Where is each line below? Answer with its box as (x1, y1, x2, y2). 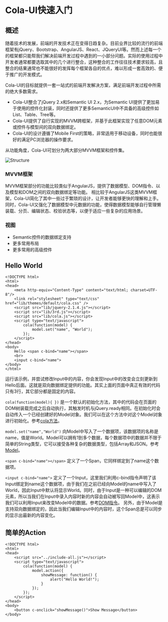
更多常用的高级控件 (12, 246, 52, 253)
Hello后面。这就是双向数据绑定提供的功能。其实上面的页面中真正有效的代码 (5, 382, 160, 388)
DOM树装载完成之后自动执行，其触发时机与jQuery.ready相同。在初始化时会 (5, 405, 161, 411)
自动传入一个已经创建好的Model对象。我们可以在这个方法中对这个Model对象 (5, 411, 162, 418)
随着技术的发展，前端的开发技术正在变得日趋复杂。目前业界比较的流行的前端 (5, 41, 163, 46)
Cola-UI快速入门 (5, 5, 73, 16)
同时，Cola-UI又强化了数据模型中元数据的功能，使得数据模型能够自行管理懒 (5, 202, 161, 208)
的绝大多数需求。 (5, 89, 40, 94)
